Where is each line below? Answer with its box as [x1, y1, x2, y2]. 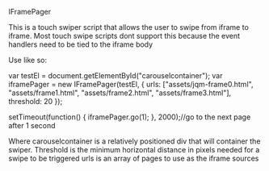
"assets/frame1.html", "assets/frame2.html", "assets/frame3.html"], [8, 88, 232, 98]
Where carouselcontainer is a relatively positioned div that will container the [8, 136, 261, 146]
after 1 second [8, 121, 56, 130]
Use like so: [8, 56, 47, 65]
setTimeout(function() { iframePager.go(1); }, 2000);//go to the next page [8, 112, 251, 122]
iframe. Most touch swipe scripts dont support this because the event [8, 31, 241, 40]
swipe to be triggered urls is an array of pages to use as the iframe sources [8, 153, 259, 163]
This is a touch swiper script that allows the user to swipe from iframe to [8, 23, 249, 31]
